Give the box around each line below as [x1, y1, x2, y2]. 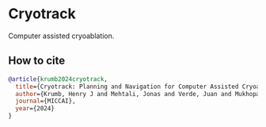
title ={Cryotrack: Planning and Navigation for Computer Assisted [15, 83, 239, 90]
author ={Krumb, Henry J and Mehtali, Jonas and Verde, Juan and [15, 90, 232, 98]
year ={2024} [15, 105, 55, 113]
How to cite [8, 54, 66, 67]
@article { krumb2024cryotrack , [8, 75, 108, 83]
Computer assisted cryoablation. [8, 31, 115, 40]
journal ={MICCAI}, [15, 97, 77, 106]
